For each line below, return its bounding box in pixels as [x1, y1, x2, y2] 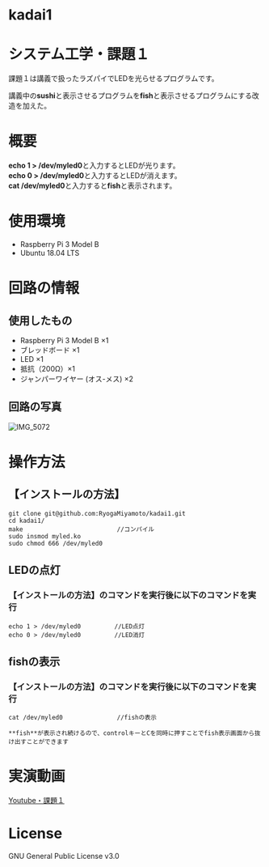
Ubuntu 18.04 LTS [19, 249, 80, 257]
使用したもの [8, 313, 73, 327]
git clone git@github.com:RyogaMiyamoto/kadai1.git [8, 509, 186, 517]
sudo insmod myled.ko [8, 532, 82, 540]
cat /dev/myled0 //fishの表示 [8, 714, 158, 722]
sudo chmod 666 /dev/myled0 [8, 539, 103, 547]
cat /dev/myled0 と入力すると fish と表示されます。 [8, 181, 177, 191]
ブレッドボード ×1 [19, 346, 80, 355]
